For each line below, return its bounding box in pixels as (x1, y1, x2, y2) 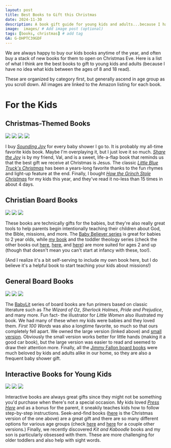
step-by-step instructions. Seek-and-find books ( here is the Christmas (5, 410, 153, 416)
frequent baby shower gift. (5, 355, 61, 361)
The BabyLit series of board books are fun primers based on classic (5, 301, 148, 307)
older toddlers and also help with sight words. (5, 437, 101, 443)
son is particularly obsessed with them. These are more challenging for (5, 432, 155, 438)
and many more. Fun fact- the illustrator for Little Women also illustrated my (5, 312, 164, 318)
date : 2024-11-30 (5, 17, 42, 22)
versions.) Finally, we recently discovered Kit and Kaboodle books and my (5, 426, 161, 433)
